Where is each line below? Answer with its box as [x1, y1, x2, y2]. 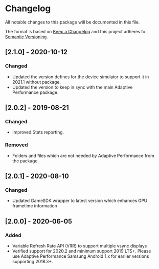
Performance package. [12, 89, 59, 95]
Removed [5, 141, 28, 148]
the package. [12, 157, 39, 164]
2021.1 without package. [12, 79, 61, 85]
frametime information [12, 203, 57, 209]
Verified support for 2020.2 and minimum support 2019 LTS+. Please [12, 248, 151, 254]
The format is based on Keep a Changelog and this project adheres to [5, 28, 146, 34]
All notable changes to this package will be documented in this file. [5, 19, 140, 25]
